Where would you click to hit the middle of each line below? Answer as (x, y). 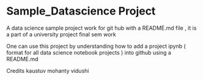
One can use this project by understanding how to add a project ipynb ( (96, 46)
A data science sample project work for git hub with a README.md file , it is (102, 28)
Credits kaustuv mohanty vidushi (48, 70)
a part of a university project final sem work (61, 34)
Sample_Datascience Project (81, 11)
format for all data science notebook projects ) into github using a (89, 52)
